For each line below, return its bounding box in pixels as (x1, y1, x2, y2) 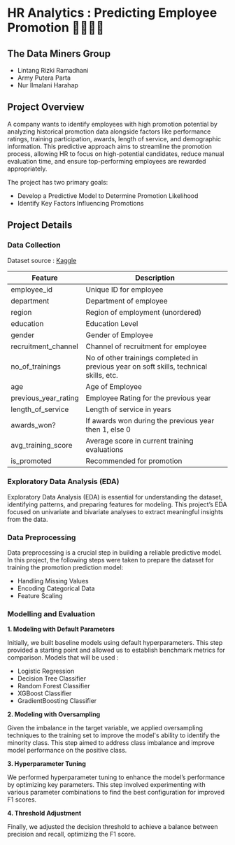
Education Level (85, 318, 138, 328)
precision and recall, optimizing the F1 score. (7, 830, 136, 839)
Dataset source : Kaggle (7, 256, 77, 264)
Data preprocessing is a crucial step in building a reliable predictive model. (7, 548, 222, 557)
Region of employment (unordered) (85, 307, 201, 317)
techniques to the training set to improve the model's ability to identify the (7, 731, 220, 739)
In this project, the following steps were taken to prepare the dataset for (7, 556, 214, 564)
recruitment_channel (10, 341, 78, 351)
